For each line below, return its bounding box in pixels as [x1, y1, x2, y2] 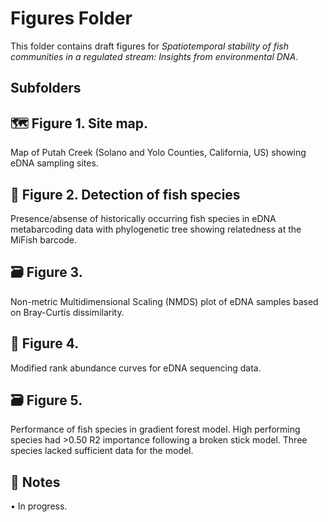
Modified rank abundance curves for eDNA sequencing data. [10, 362, 262, 374]
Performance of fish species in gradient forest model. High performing [10, 423, 301, 436]
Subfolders [10, 80, 82, 97]
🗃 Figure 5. [10, 392, 83, 409]
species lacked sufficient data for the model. [10, 445, 194, 457]
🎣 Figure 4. [10, 335, 80, 352]
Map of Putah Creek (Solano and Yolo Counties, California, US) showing [10, 147, 307, 159]
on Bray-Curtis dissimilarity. [10, 306, 125, 318]
